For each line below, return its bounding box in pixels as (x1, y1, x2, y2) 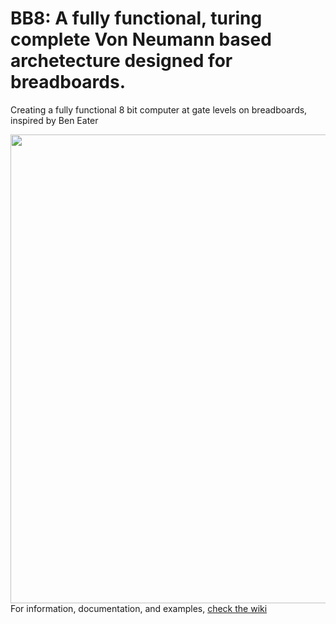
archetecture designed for (10, 50, 233, 72)
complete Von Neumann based (10, 28, 272, 51)
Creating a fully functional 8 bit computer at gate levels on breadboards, (10, 103, 308, 116)
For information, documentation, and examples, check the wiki (10, 602, 268, 614)
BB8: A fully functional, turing (10, 7, 263, 30)
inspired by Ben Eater (10, 114, 99, 126)
